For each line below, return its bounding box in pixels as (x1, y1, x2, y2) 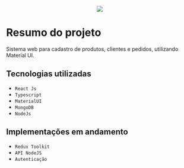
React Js (14, 86, 37, 92)
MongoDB (14, 104, 34, 111)
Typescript (14, 92, 42, 98)
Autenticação (14, 156, 47, 162)
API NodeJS (14, 150, 42, 156)
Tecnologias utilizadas (6, 69, 91, 79)
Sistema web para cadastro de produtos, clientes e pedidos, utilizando (6, 45, 179, 53)
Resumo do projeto (6, 26, 101, 40)
